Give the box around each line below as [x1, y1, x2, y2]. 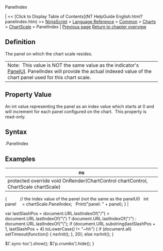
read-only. [5, 114, 26, 120]
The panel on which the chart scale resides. [5, 51, 93, 56]
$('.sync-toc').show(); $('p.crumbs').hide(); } [5, 241, 95, 247]
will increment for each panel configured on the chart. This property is [5, 108, 147, 114]
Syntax [5, 128, 27, 136]
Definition [5, 38, 35, 46]
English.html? [115, 14, 143, 19]
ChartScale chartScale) [7, 183, 61, 190]
